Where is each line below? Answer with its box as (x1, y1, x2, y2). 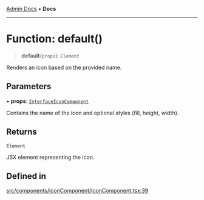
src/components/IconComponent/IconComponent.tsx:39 (6, 187, 149, 195)
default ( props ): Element (21, 52, 80, 59)
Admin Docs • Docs (6, 5, 56, 12)
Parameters (6, 81, 52, 92)
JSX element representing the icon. (6, 153, 95, 161)
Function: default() (6, 32, 103, 46)
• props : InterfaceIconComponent (6, 97, 89, 105)
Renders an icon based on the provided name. (6, 64, 122, 71)
